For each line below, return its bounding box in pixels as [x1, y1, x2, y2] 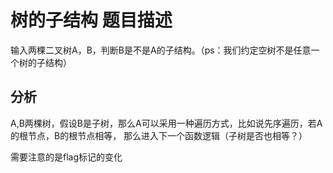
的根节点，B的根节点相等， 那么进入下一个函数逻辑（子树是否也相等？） [10, 129, 308, 141]
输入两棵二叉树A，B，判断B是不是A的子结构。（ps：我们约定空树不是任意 [10, 44, 312, 56]
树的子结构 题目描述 [10, 9, 173, 32]
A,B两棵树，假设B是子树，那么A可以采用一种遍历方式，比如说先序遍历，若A [10, 117, 323, 129]
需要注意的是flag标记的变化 [10, 151, 123, 163]
